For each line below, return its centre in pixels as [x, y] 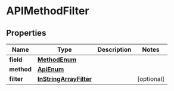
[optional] [151, 79]
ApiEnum [51, 69]
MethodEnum [57, 59]
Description [114, 50]
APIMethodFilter [48, 11]
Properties [26, 33]
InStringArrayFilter [65, 79]
